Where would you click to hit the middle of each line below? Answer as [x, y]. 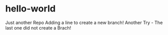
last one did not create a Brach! [38, 27]
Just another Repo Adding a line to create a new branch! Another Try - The [84, 22]
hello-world [31, 9]
